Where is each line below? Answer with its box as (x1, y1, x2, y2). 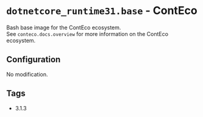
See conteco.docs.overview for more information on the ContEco (6, 30, 169, 37)
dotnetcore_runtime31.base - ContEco (6, 4, 198, 18)
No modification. (6, 71, 48, 78)
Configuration (6, 54, 61, 65)
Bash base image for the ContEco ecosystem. (6, 24, 121, 31)
